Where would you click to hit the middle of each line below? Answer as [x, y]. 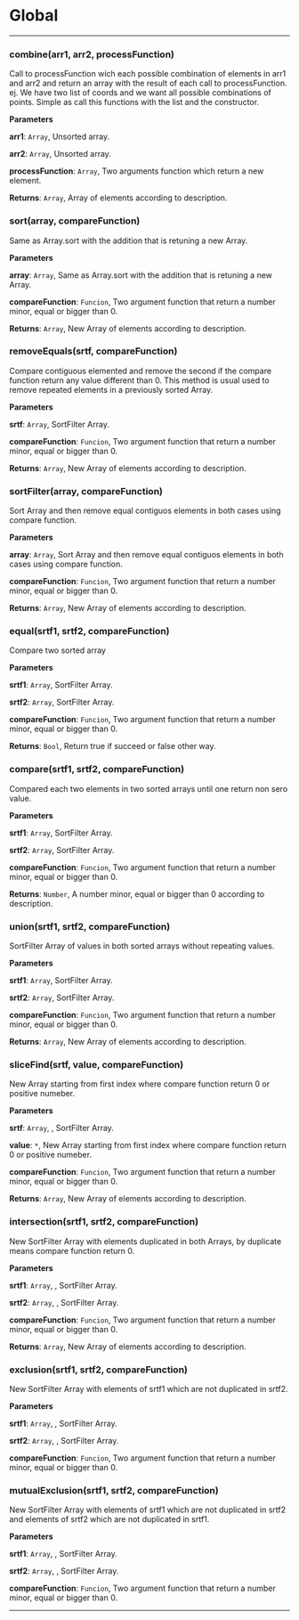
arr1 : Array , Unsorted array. [60, 137]
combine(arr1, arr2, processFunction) [92, 54]
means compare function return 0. [72, 1250]
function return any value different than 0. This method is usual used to [139, 380]
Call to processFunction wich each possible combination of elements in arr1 [148, 74]
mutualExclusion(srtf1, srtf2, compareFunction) [114, 1490]
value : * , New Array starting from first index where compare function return [148, 1145]
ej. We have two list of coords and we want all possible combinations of [140, 93]
